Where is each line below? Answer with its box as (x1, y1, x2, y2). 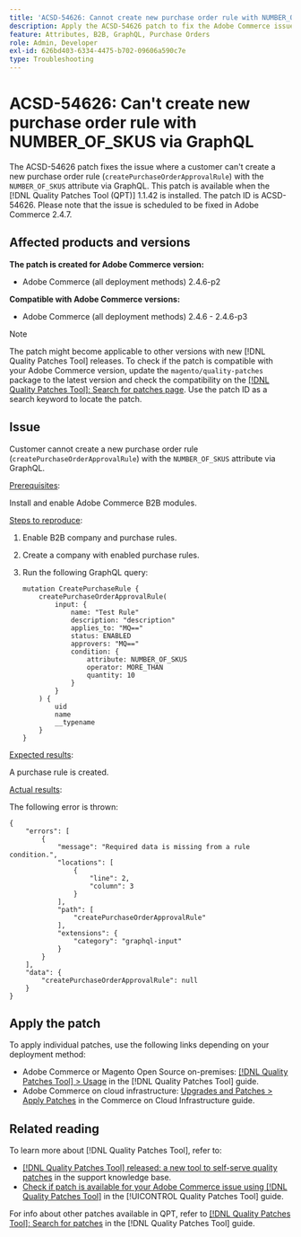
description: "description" (70, 616, 176, 625)
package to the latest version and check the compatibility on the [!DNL (9, 374, 271, 385)
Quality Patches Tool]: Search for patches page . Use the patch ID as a (9, 383, 268, 395)
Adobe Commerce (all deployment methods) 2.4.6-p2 (21, 276, 221, 287)
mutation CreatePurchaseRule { (21, 584, 140, 593)
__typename (55, 717, 96, 727)
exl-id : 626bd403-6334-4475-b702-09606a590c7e (9, 47, 186, 56)
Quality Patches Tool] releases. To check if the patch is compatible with (9, 355, 273, 366)
